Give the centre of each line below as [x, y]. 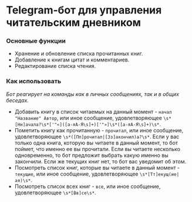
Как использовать [34, 81]
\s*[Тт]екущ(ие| [159, 174]
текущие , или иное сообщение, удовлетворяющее [77, 174]
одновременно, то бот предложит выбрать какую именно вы [91, 155]
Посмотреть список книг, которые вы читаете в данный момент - [97, 167]
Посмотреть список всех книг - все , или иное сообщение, [87, 186]
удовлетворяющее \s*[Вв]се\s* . [55, 192]
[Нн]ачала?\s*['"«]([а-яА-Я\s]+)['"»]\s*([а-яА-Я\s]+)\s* [87, 124]
